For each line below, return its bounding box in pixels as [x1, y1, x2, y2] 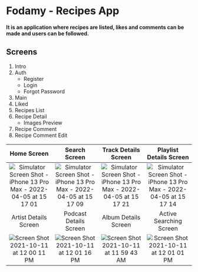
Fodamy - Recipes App [6, 4, 120, 18]
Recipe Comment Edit [14, 132, 68, 139]
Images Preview [23, 119, 63, 126]
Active [159, 209, 177, 218]
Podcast [64, 209, 87, 218]
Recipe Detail [14, 113, 47, 120]
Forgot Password [23, 87, 65, 95]
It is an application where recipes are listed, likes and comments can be [6, 24, 184, 31]
